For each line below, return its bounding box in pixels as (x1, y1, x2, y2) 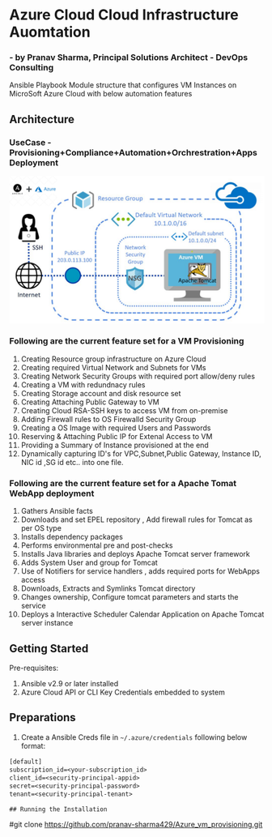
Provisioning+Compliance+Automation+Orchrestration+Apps (9, 147, 257, 158)
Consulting (9, 62, 54, 74)
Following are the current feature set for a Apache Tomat (9, 477, 237, 489)
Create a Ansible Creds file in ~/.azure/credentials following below (20, 732, 248, 742)
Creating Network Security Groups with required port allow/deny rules (20, 371, 256, 381)
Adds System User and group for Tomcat (20, 557, 159, 568)
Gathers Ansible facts (20, 506, 94, 516)
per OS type (20, 523, 62, 533)
